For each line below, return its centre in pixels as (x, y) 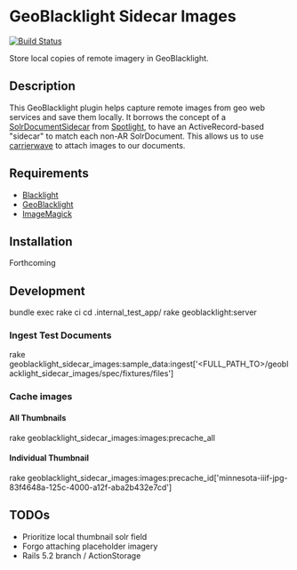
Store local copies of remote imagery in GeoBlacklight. (109, 58)
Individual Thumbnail (49, 458)
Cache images (41, 397)
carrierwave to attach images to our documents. (97, 145)
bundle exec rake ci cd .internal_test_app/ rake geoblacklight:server (133, 312)
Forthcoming (32, 263)
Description (42, 86)
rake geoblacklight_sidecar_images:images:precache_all (112, 438)
